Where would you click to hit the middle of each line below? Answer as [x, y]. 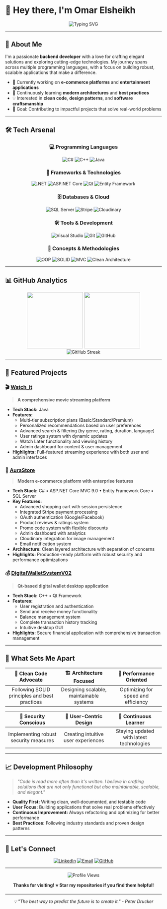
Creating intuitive [84, 734]
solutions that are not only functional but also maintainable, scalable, [88, 787]
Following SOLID [31, 689]
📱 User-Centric [84, 716]
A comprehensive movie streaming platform [64, 400]
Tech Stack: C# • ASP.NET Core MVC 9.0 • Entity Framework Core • [83, 491]
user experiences [84, 740]
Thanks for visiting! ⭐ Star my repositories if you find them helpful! [83, 885]
